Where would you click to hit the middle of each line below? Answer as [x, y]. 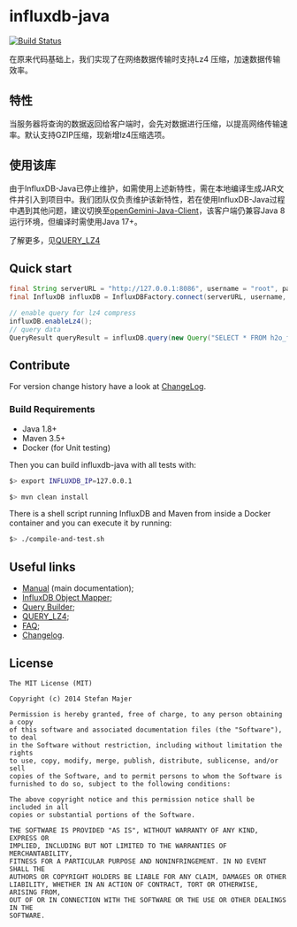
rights [21, 753]
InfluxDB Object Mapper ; [67, 598]
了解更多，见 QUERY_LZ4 [55, 240]
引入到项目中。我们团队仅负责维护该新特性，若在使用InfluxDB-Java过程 [155, 199]
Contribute [40, 366]
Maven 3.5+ [44, 438]
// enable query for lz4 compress [73, 313]
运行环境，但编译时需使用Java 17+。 [76, 221]
